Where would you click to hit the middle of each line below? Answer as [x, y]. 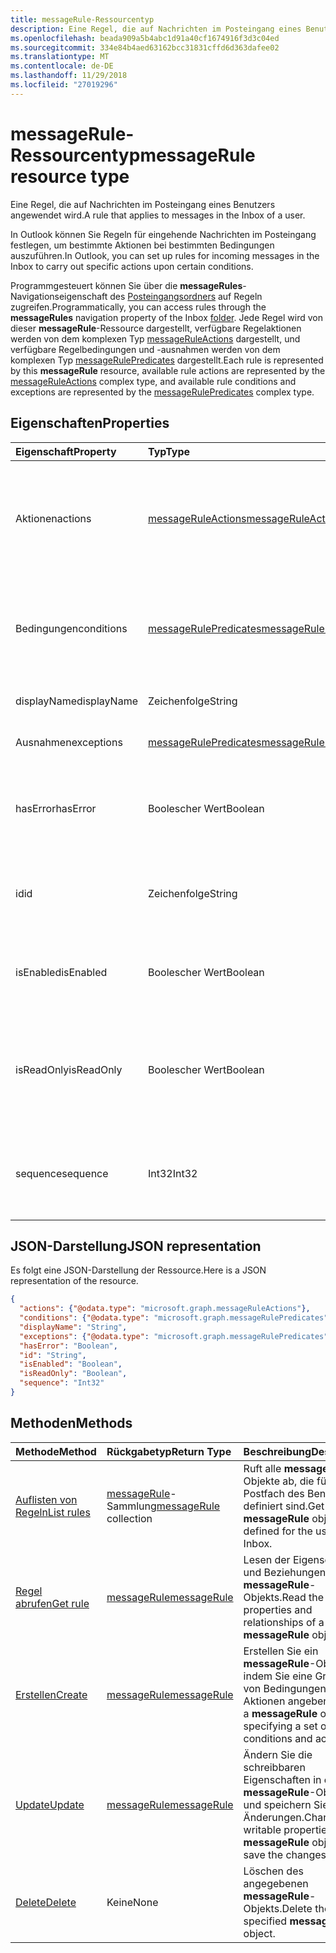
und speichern [277, 1804]
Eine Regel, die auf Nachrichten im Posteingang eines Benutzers [143, 204]
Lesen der [267, 1559]
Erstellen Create [51, 1694]
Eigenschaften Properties [90, 423]
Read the [303, 1597]
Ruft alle [262, 1468]
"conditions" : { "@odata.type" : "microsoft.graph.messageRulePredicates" [174, 1318]
